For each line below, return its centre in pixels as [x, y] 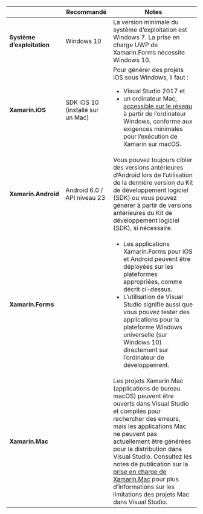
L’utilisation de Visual [153, 297]
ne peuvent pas [135, 434]
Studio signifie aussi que [158, 304]
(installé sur [82, 110]
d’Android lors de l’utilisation [153, 175]
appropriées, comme [153, 282]
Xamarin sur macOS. [153, 144]
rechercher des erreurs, [147, 419]
